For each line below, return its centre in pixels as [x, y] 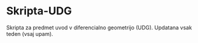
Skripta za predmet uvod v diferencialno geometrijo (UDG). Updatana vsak [99, 27]
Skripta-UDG [39, 11]
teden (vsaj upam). [30, 33]
